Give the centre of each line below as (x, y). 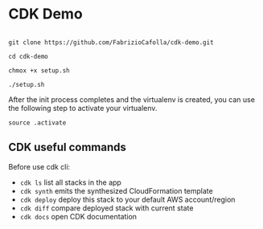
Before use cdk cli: (39, 166)
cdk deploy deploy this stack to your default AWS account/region (127, 199)
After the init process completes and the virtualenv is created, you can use (132, 99)
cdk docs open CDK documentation (78, 216)
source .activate (37, 123)
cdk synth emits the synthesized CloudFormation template (116, 190)
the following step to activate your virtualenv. (83, 108)
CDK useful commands (68, 147)
